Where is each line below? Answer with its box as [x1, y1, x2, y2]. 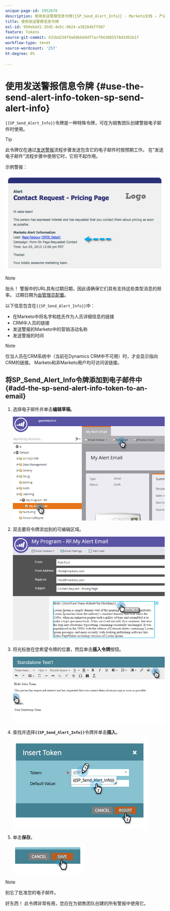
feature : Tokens [5, 29, 39, 35]
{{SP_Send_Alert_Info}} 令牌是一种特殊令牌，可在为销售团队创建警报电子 [5, 120, 157, 126]
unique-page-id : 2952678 [5, 8, 58, 13]
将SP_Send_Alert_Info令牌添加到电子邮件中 [5, 376, 143, 385]
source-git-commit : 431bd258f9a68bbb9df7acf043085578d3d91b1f [5, 35, 139, 40]
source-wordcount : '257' [5, 46, 58, 51]
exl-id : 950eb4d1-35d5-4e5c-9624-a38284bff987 [5, 24, 105, 29]
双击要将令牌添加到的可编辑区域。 [12, 526, 84, 532]
